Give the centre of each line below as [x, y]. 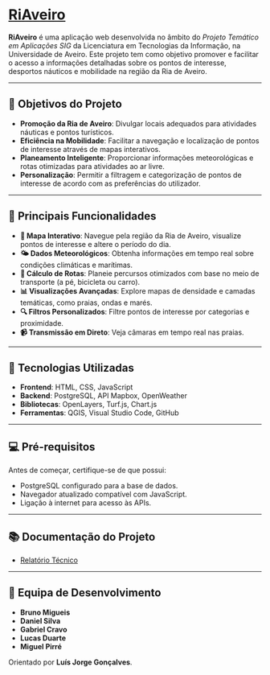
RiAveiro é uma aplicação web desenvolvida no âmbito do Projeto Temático [134, 37]
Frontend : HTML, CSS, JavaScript [76, 387]
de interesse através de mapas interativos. [90, 149]
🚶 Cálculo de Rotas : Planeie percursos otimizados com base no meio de [139, 273]
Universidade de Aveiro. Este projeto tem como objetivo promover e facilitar [134, 54]
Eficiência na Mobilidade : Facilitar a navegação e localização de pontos [139, 140]
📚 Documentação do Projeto [82, 537]
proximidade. [42, 323]
